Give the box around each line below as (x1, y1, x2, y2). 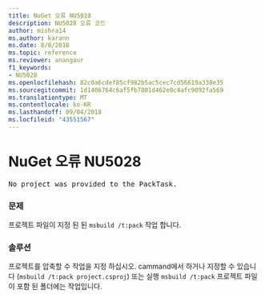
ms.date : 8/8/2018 (8, 42, 70, 50)
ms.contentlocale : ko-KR (8, 101, 91, 109)
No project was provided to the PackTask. (8, 179, 178, 189)
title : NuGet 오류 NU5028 (8, 11, 92, 20)
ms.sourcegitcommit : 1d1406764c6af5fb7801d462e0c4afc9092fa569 (8, 85, 224, 94)
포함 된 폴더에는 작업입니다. (16, 281, 102, 292)
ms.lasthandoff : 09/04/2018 (8, 109, 102, 117)
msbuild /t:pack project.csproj (18, 273, 127, 281)
